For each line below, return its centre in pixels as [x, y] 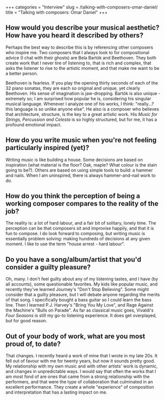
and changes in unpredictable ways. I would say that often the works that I [81, 371]
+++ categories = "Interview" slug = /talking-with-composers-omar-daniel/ [82, 7]
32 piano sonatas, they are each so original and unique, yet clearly [73, 88]
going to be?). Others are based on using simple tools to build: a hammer [79, 170]
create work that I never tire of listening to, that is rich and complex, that [79, 63]
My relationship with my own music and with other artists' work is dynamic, [82, 366]
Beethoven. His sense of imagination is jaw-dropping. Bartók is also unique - [83, 93]
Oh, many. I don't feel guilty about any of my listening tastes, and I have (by [82, 279]
